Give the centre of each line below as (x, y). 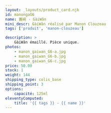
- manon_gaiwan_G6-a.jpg (40, 51)
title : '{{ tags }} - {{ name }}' (50, 103)
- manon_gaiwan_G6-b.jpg (40, 56)
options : (14, 89)
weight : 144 (17, 75)
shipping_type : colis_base (33, 80)
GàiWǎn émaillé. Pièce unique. (47, 42)
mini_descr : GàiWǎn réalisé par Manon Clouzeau (56, 24)
